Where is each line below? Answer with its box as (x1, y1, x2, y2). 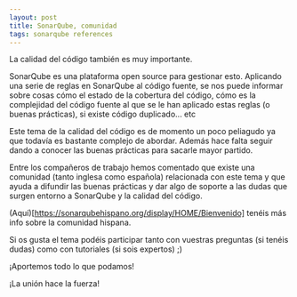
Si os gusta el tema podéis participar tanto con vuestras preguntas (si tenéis (9, 235, 289, 245)
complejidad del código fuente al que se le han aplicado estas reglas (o (9, 100, 270, 110)
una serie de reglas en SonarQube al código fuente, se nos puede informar (9, 81, 284, 92)
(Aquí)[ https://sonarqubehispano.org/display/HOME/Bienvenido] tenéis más (9, 208, 287, 219)
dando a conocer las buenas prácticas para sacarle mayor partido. (9, 145, 253, 156)
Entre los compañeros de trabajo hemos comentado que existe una (9, 162, 255, 173)
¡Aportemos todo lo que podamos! (9, 261, 135, 272)
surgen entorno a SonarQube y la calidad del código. (9, 190, 203, 201)
